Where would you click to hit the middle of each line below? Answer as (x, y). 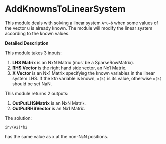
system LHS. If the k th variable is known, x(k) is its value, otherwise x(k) (87, 78)
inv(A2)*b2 (16, 127)
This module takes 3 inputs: (34, 53)
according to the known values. (37, 33)
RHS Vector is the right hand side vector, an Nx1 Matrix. (69, 68)
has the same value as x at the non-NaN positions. (57, 136)
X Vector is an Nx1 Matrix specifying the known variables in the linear (83, 73)
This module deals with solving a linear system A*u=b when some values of (82, 23)
